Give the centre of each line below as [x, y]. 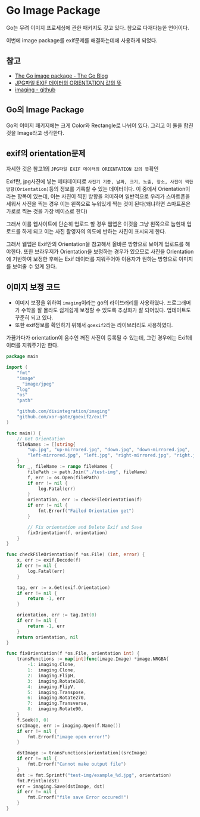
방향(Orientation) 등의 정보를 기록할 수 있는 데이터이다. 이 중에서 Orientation [96, 189]
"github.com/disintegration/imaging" [64, 411]
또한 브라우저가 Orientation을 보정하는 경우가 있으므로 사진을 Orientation [109, 252]
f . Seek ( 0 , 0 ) [33, 720]
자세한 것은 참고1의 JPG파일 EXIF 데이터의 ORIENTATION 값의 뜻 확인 [82, 169]
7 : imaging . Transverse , [58, 704]
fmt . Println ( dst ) [38, 781]
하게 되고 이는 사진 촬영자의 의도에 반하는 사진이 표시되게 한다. [94, 232]
